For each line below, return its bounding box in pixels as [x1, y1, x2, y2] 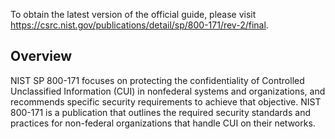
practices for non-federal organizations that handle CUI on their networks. [10, 117, 316, 129]
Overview [10, 48, 73, 65]
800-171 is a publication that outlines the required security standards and [10, 106, 311, 118]
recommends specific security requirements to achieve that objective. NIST [10, 95, 322, 108]
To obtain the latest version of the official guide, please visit [10, 9, 257, 20]
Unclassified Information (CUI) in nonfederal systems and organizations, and [10, 85, 326, 97]
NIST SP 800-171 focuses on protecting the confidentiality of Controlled [10, 74, 305, 86]
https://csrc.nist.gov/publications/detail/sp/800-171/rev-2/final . [10, 19, 269, 31]
